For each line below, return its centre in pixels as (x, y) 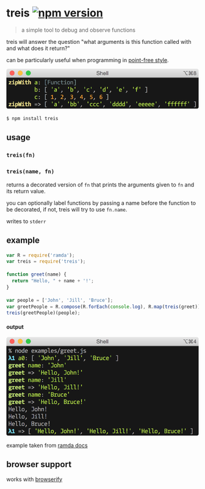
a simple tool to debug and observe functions (78, 30)
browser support (39, 464)
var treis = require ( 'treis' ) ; (46, 262)
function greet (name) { (37, 274)
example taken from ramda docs (47, 445)
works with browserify (34, 479)
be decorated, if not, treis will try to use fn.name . (67, 209)
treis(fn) (21, 155)
